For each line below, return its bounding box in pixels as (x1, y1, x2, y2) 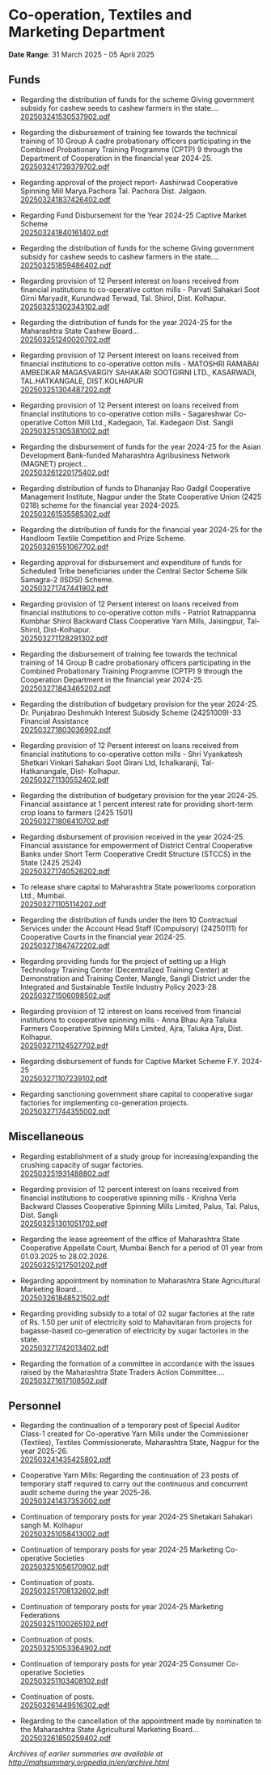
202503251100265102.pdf (19, 1619, 108, 1629)
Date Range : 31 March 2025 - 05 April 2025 (8, 49, 155, 59)
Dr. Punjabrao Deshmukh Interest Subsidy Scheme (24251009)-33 (19, 708, 242, 717)
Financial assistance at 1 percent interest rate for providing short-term (19, 799, 253, 809)
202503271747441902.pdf (19, 583, 108, 593)
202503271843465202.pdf (19, 683, 112, 693)
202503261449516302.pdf (19, 1701, 111, 1710)
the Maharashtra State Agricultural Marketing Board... (19, 1725, 199, 1735)
